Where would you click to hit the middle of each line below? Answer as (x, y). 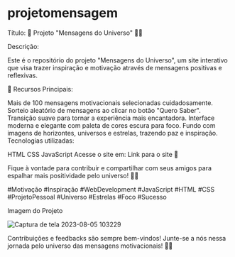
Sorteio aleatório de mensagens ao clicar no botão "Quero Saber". (104, 110)
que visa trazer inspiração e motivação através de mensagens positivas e (115, 67)
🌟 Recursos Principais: (40, 89)
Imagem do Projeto (35, 210)
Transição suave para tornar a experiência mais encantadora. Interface (111, 118)
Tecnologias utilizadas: (41, 141)
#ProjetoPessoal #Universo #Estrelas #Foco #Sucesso (87, 197)
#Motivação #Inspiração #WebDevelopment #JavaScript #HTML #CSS (111, 189)
